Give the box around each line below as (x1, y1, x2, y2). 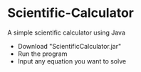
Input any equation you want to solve (17, 56, 127, 65)
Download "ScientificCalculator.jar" (17, 42, 122, 50)
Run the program (17, 49, 68, 58)
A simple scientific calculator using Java (7, 28, 126, 37)
